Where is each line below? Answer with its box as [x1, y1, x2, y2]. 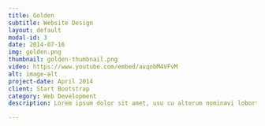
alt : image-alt [8, 70, 58, 78]
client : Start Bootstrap [8, 84, 90, 93]
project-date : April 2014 [8, 77, 93, 85]
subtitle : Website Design [8, 19, 93, 27]
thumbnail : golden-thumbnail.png [8, 56, 118, 64]
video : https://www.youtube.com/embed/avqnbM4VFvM [8, 63, 178, 71]
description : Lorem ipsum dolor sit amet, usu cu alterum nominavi [8, 99, 235, 107]
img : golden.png [8, 48, 62, 56]
